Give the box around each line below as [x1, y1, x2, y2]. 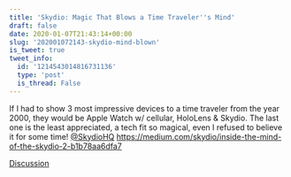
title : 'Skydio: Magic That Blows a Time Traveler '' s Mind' [9, 12, 236, 22]
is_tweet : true [9, 46, 65, 55]
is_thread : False [17, 79, 81, 88]
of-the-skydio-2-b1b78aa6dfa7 [9, 141, 122, 151]
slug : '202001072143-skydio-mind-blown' [9, 37, 161, 47]
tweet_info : [9, 54, 53, 63]
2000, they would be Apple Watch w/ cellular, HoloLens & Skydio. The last [9, 112, 280, 123]
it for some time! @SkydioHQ [9, 131, 115, 142]
